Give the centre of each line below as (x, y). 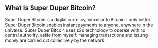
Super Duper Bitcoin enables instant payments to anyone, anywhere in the (79, 25)
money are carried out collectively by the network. (55, 40)
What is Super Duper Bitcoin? (50, 8)
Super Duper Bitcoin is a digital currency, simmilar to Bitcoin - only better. (78, 19)
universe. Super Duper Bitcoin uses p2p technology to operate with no (75, 30)
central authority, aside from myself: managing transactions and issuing (77, 35)
